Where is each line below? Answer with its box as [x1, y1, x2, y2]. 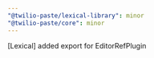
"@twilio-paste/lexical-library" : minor [7, 11, 145, 20]
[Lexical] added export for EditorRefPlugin [7, 41, 147, 50]
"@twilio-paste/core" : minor [7, 19, 105, 27]
